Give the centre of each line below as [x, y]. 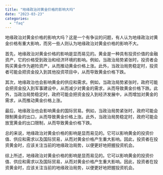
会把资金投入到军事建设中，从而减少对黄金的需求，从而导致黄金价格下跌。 [79, 88]
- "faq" [17, 23]
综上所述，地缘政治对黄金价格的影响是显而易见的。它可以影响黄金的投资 [77, 156]
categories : [17, 18]
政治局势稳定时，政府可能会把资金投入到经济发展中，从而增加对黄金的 [88, 95]
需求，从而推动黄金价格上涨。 [35, 100]
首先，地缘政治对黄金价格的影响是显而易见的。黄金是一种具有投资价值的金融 [81, 54]
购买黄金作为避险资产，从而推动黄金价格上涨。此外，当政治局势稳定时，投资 [81, 66]
